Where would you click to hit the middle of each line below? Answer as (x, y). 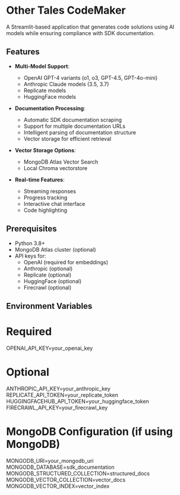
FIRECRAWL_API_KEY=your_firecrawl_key (57, 408)
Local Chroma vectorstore (56, 168)
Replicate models (45, 90)
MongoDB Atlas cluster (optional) (55, 249)
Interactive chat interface (54, 203)
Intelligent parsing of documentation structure (80, 132)
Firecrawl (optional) (48, 287)
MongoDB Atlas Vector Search (61, 162)
